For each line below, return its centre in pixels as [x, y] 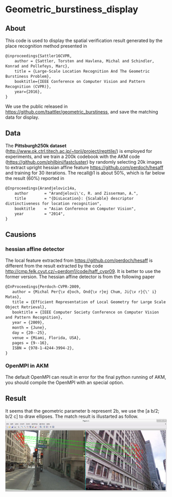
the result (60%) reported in [35, 178]
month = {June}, [29, 327]
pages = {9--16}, [31, 343]
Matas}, [14, 297]
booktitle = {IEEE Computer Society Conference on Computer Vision [85, 312]
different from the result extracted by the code [54, 266]
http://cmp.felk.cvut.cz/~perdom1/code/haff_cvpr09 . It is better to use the [83, 271]
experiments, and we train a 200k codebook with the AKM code [72, 156]
